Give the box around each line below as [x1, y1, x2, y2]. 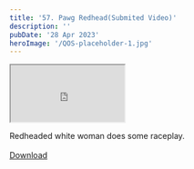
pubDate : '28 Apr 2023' [9, 30, 100, 39]
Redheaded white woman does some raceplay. [9, 131, 185, 142]
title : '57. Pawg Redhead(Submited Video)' [9, 13, 178, 23]
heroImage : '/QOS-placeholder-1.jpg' [9, 38, 153, 48]
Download [9, 150, 48, 161]
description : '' [9, 22, 71, 31]
